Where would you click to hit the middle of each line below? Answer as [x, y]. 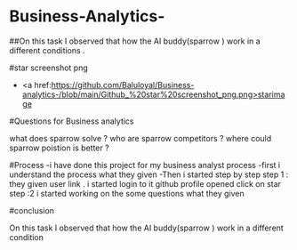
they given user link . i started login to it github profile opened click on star [145, 183]
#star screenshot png [49, 68]
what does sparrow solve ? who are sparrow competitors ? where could [140, 138]
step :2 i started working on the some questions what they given [127, 193]
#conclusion [32, 210]
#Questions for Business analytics [72, 121]
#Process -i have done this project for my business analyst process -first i [145, 165]
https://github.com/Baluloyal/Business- [123, 85]
